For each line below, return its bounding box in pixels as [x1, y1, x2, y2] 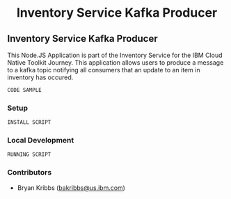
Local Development [7, 135, 74, 145]
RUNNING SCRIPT [7, 151, 51, 158]
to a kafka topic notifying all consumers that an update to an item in [7, 66, 200, 74]
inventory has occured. [7, 73, 74, 81]
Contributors [7, 168, 52, 177]
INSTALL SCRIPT [7, 119, 51, 126]
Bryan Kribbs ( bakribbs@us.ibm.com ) [17, 183, 125, 192]
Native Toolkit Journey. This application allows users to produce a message [7, 58, 224, 67]
